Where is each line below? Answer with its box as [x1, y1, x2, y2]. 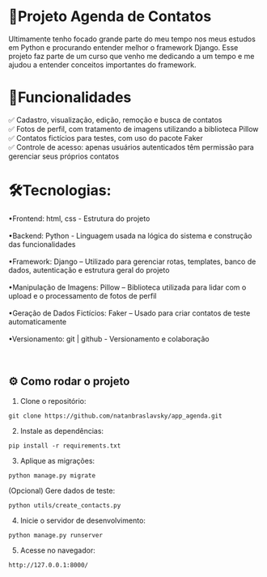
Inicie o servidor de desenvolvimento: [19, 515, 146, 525]
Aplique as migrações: [19, 456, 95, 465]
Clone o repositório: [19, 396, 87, 405]
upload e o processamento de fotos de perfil [8, 291, 157, 300]
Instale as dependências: [19, 426, 104, 435]
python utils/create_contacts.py [8, 501, 121, 509]
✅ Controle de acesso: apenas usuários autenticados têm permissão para [8, 142, 255, 152]
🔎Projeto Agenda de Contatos [8, 7, 212, 26]
